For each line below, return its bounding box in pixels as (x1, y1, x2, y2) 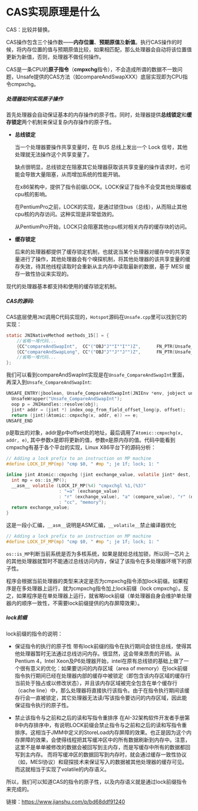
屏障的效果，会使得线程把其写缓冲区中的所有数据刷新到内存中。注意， (19, 736, 190, 743)
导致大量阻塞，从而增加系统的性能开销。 (25, 170, 124, 177)
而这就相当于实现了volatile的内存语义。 (14, 766, 110, 773)
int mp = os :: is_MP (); (11, 477, 67, 483)
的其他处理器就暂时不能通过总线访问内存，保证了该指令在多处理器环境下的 (6, 558, 187, 565)
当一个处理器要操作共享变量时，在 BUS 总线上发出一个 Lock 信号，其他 (14, 143, 188, 150)
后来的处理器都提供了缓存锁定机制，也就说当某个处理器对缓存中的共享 (14, 248, 186, 255)
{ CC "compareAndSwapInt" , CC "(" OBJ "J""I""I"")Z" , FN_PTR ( (16, 343, 176, 350)
